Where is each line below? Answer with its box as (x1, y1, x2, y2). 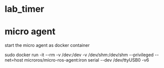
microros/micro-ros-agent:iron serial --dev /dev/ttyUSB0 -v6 (24, 57, 150, 63)
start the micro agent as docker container (4, 42, 90, 48)
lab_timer (4, 3, 44, 15)
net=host (4, 57, 23, 63)
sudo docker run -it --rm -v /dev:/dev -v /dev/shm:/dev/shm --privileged (4, 52, 154, 58)
